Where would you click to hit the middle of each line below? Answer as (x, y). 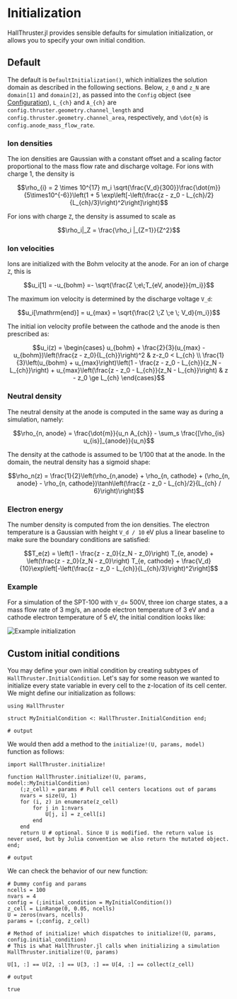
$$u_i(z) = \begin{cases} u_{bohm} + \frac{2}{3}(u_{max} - (119, 348)
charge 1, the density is (41, 174)
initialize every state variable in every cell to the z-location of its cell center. (117, 685)
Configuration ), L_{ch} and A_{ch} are (62, 102)
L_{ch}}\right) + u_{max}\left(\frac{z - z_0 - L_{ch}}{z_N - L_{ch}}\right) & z (119, 370)
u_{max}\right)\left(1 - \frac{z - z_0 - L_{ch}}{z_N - (148, 363)
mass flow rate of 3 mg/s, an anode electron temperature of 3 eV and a (111, 610)
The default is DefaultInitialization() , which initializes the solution (107, 79)
